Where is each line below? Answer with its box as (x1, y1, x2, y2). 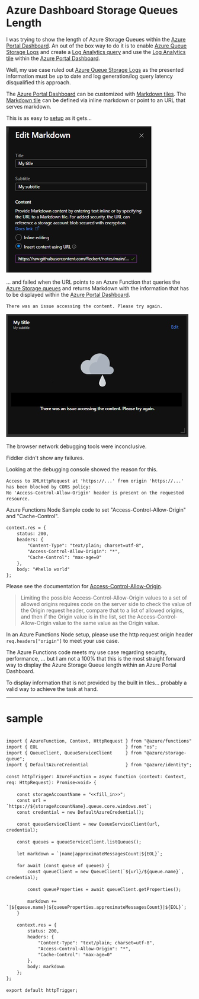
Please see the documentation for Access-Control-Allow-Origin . (6, 582, 163, 589)
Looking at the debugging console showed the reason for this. (6, 465, 158, 472)
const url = (17, 797, 46, 803)
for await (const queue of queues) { (17, 862, 110, 868)
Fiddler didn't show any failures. (6, 454, 85, 461)
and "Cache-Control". (6, 512, 59, 519)
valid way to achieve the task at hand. (6, 685, 98, 692)
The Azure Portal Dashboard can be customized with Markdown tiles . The (6, 90, 187, 97)
